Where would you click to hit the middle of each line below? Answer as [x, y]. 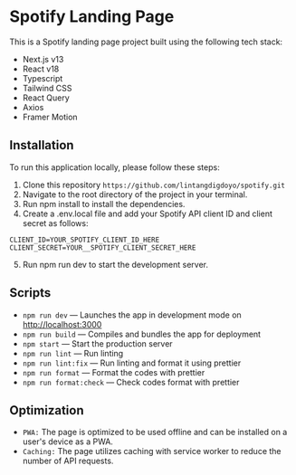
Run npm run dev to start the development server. [115, 264]
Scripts [30, 293]
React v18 [41, 69]
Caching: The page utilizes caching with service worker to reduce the [152, 451]
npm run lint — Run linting [73, 353]
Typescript [43, 78]
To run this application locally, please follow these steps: [115, 167]
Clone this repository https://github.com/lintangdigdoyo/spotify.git [153, 185]
